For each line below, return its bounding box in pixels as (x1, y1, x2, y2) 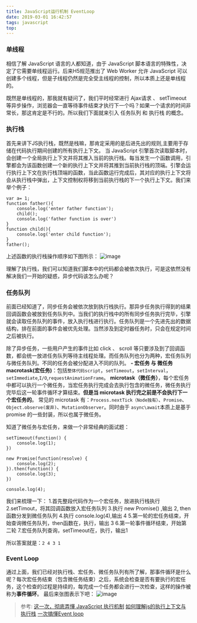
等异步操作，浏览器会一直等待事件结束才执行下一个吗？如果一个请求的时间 (6, 102, 186, 109)
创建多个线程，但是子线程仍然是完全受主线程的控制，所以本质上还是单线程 (6, 75, 186, 82)
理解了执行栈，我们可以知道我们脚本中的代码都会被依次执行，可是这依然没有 (6, 265, 191, 272)
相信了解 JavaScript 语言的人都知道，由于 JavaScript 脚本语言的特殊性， (6, 60, 182, 67)
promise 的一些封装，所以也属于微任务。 (6, 411, 104, 418)
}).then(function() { (6, 466, 59, 472)
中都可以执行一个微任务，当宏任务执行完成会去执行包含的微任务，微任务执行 (6, 382, 191, 389)
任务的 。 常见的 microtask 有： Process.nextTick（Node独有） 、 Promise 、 (16, 396, 188, 403)
